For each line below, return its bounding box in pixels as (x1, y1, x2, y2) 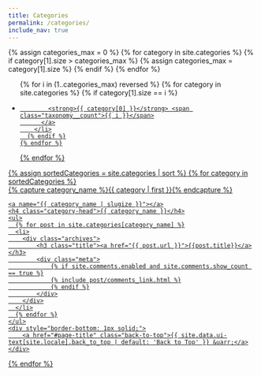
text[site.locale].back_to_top (8, 338, 111, 347)
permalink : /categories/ (8, 19, 90, 27)
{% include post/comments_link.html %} (50, 277, 181, 285)
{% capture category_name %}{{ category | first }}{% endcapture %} (8, 185, 233, 195)
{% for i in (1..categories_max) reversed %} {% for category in (19, 80, 222, 89)
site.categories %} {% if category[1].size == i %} (19, 88, 178, 98)
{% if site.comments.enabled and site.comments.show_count (50, 262, 248, 270)
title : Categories (8, 11, 69, 20)
